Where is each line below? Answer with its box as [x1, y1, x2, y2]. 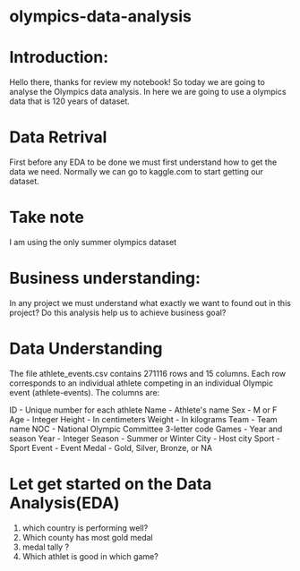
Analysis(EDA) [9, 493, 120, 514]
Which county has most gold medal [21, 532, 154, 542]
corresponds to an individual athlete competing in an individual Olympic [9, 378, 274, 388]
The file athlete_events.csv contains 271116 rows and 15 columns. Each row [9, 368, 287, 379]
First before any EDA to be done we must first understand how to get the [9, 157, 278, 167]
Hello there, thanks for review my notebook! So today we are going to [9, 77, 266, 88]
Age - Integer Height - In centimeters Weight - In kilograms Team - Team [9, 413, 278, 424]
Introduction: [9, 47, 109, 68]
